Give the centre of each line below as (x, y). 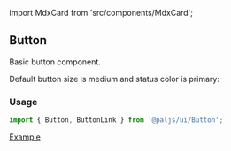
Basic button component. (55, 62)
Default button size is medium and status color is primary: (114, 79)
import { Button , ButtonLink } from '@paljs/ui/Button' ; (116, 120)
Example (25, 137)
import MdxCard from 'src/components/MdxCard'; (101, 13)
